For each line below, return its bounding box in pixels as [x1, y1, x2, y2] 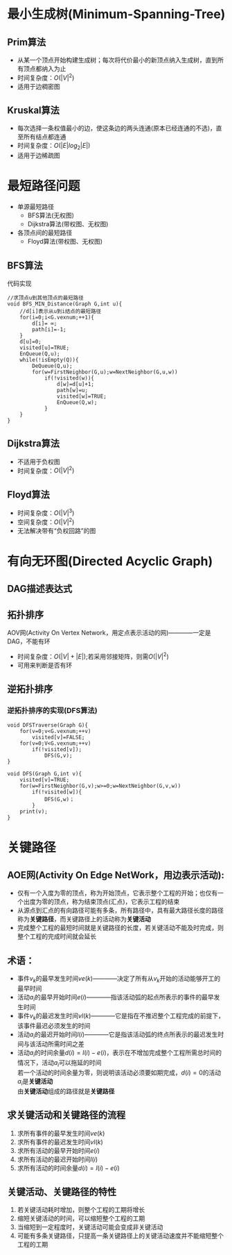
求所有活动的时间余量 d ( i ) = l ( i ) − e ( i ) [17, 1163, 120, 1172]
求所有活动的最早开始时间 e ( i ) [17, 1146, 100, 1154]
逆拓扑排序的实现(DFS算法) [7, 705, 98, 715]
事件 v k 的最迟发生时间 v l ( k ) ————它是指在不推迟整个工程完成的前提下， [17, 1011, 225, 1021]
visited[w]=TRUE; [56, 393, 107, 400]
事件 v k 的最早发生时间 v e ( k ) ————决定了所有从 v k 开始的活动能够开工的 [17, 975, 220, 984]
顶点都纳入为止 [23, 65, 66, 73]
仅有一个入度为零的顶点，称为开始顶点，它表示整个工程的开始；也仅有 [17, 889, 218, 898]
